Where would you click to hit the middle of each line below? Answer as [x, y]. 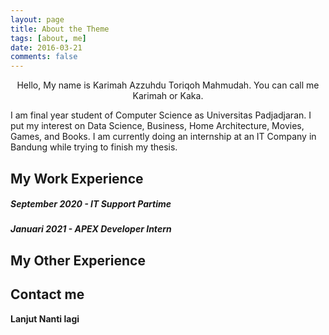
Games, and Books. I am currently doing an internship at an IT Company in [163, 137]
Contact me [47, 294]
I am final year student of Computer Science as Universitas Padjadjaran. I [161, 115]
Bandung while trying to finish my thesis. [94, 147]
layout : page [37, 19]
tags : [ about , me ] [48, 38]
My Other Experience [78, 260]
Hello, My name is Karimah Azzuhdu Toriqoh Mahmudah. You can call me [168, 85]
